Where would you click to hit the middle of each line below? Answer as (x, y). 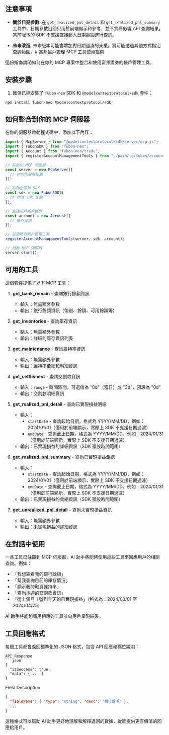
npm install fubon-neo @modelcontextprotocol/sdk (58, 102)
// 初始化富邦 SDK (23, 188)
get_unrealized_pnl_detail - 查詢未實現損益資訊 (62, 510)
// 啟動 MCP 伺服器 (24, 248)
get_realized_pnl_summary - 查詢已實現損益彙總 (64, 457)
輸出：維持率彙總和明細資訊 (49, 366)
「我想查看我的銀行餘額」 (39, 574)
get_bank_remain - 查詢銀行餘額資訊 (51, 293)
